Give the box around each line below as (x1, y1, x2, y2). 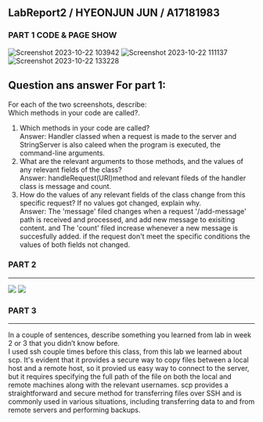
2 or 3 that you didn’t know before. (8, 339, 120, 348)
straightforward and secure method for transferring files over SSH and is (8, 388, 242, 398)
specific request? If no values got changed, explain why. (19, 198, 202, 207)
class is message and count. (19, 181, 112, 191)
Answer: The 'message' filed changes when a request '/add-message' (19, 206, 247, 216)
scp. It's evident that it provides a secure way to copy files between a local (8, 355, 249, 365)
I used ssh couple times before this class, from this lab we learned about (8, 347, 243, 356)
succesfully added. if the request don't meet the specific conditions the (19, 231, 250, 241)
